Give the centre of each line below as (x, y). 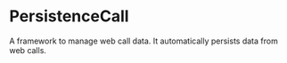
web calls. (28, 50)
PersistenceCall (69, 16)
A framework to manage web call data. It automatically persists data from (143, 41)
